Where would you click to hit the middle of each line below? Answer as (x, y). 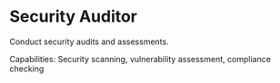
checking (27, 69)
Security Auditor (74, 17)
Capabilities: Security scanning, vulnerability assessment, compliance (140, 59)
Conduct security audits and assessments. (90, 41)
